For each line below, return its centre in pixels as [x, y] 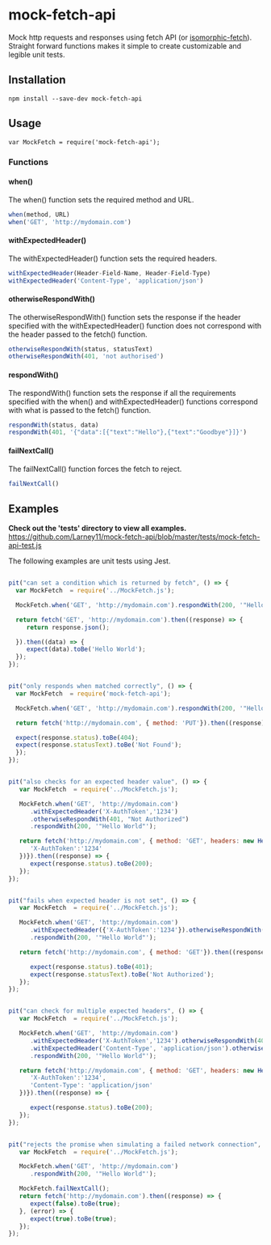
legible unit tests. [37, 54]
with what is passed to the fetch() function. [80, 410]
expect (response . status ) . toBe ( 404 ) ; [77, 737]
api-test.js [25, 546]
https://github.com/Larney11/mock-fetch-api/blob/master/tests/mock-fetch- [134, 537]
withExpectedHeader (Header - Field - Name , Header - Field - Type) [110, 273]
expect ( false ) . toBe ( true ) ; [75, 1204]
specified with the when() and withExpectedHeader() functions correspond [133, 402]
